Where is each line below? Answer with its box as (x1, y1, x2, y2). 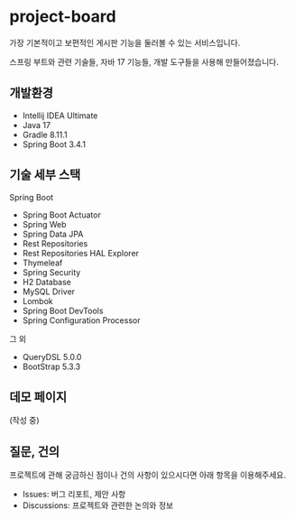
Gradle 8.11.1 (22, 129, 68, 140)
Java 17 (22, 119, 51, 130)
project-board (9, 6, 116, 27)
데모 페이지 (9, 389, 68, 404)
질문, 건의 (9, 444, 60, 459)
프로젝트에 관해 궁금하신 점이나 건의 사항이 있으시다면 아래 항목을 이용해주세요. (9, 469, 287, 480)
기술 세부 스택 (9, 167, 81, 182)
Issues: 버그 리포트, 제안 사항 (22, 489, 126, 500)
